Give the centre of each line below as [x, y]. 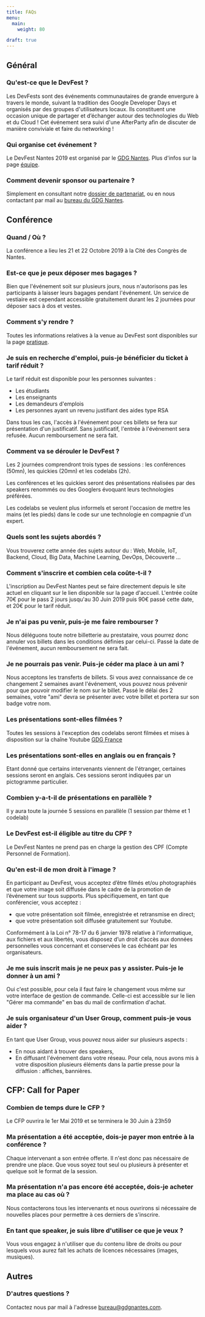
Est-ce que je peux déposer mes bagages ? [72, 273]
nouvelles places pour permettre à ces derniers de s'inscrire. [83, 1214]
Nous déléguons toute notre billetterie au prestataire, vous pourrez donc [97, 635]
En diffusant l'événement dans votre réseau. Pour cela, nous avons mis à [107, 1058]
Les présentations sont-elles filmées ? [64, 720]
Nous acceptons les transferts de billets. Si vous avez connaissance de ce [100, 677]
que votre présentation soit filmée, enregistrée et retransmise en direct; [105, 914]
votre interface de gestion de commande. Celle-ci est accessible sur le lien [101, 996]
